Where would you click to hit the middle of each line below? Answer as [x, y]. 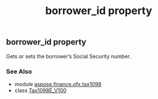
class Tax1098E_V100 [40, 90]
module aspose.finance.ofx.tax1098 [58, 84]
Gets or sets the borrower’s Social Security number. [68, 56]
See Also [19, 71]
